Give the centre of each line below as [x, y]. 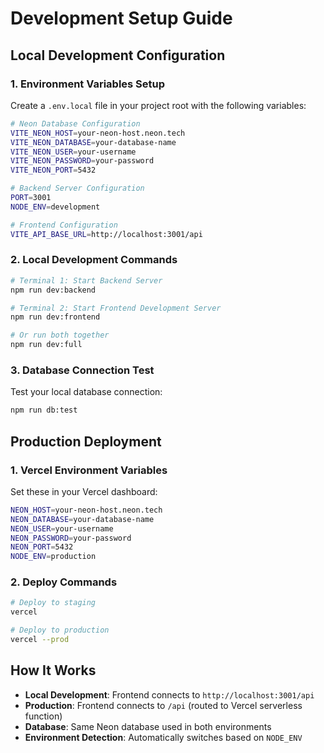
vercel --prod [40, 640]
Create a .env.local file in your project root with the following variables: [158, 105]
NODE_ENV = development [55, 207]
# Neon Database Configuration [75, 123]
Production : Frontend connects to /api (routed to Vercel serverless [163, 705]
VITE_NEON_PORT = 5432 [53, 170]
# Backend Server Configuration [77, 188]
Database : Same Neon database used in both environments [148, 726]
